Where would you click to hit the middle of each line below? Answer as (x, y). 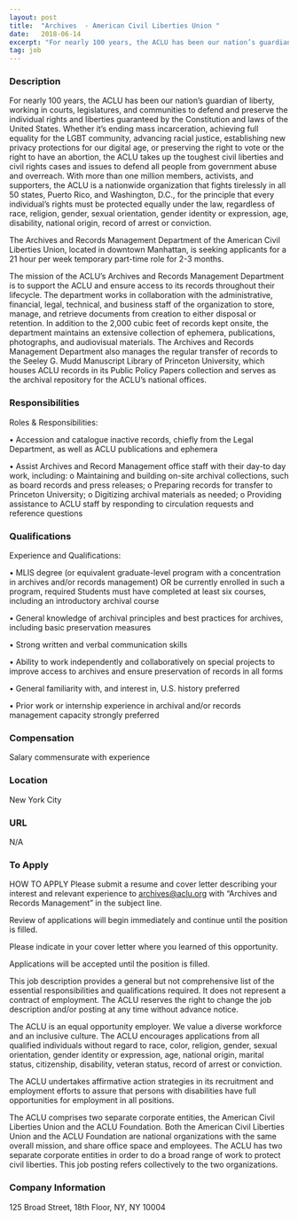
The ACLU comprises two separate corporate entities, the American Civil (142, 1117)
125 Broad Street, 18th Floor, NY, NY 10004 (87, 1207)
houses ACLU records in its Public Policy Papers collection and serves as (143, 371)
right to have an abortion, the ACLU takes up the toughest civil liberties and (146, 157)
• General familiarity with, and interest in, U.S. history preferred (125, 689)
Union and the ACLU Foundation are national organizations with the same (143, 1137)
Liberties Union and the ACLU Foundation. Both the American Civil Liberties (147, 1127)
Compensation (42, 738)
